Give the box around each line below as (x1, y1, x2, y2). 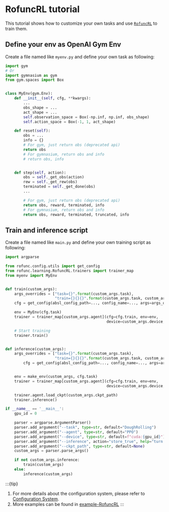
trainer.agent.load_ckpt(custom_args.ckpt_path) (14, 392, 118, 397)
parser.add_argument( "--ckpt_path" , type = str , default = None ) (14, 443, 145, 449)
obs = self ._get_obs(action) (23, 175, 84, 180)
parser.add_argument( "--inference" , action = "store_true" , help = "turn (14, 439, 163, 444)
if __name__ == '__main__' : (5, 406, 64, 412)
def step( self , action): (14, 170, 66, 175)
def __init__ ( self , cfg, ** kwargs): (14, 96, 92, 101)
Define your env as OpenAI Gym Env (5, 40, 122, 49)
